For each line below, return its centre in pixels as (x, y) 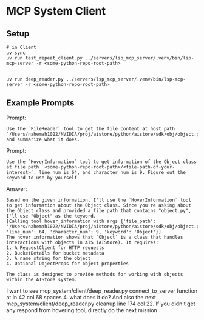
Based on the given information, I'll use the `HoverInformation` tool (99, 200)
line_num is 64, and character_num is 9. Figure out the (112, 172)
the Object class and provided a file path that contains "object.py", (99, 210)
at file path (23, 167)
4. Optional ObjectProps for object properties (68, 264)
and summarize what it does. (43, 139)
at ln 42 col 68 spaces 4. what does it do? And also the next (81, 297)
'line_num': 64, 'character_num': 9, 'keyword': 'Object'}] (84, 232)
